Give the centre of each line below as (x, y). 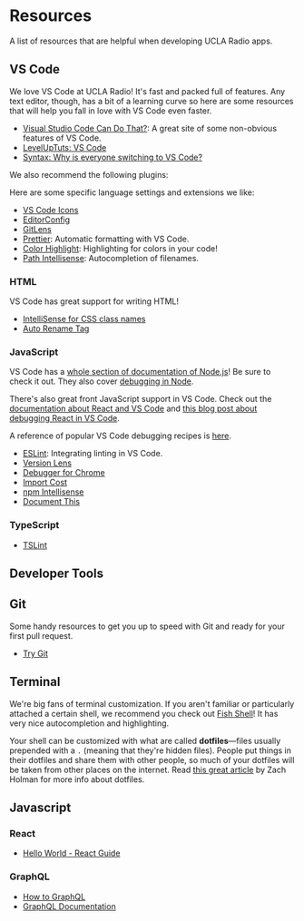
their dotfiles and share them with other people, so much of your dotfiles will (152, 759)
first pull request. (41, 635)
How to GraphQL (54, 897)
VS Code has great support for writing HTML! (94, 301)
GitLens (37, 229)
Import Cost (45, 483)
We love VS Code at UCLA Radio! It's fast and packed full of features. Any (147, 91)
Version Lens (47, 463)
